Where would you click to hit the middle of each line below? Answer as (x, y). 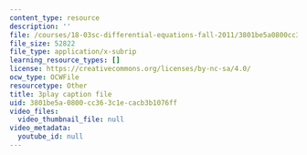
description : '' (40, 26)
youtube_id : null (51, 137)
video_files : (34, 111)
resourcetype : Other (49, 86)
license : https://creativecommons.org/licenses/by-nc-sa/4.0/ (130, 69)
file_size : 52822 (42, 43)
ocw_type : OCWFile (44, 77)
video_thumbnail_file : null (71, 119)
